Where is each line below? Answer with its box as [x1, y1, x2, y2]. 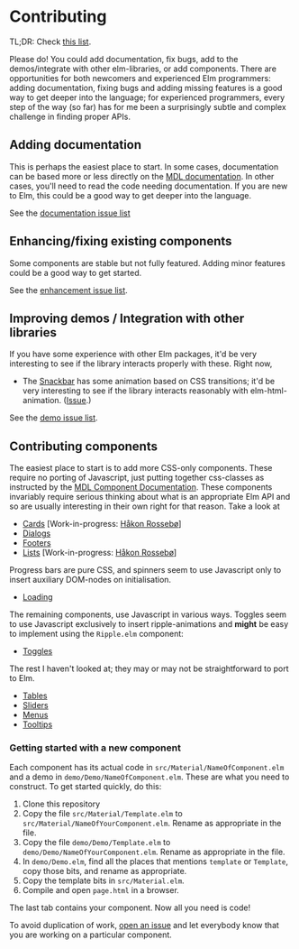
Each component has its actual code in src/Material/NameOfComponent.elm [9, 762, 285, 773]
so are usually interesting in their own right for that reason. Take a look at [9, 501, 281, 511]
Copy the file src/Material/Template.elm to [22, 808, 183, 819]
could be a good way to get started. [9, 267, 142, 278]
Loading [22, 592, 53, 603]
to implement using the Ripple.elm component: [9, 629, 185, 640]
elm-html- [249, 385, 288, 396]
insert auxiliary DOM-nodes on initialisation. [9, 575, 172, 585]
